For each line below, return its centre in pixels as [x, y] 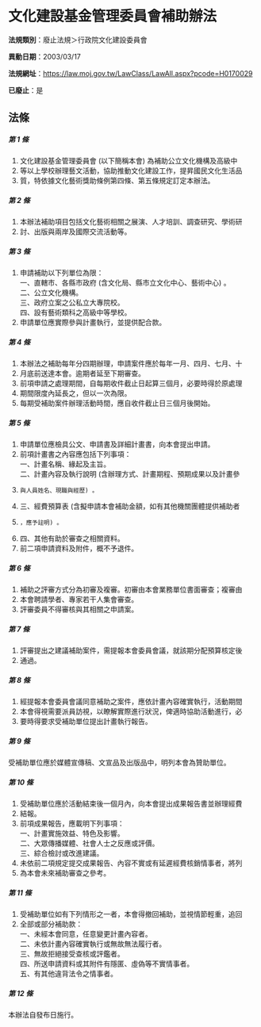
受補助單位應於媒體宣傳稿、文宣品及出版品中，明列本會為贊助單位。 [119, 763]
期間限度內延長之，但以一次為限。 [75, 393]
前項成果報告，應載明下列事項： [72, 824]
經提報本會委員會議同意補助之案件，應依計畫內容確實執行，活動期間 [131, 702]
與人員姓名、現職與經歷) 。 [59, 491]
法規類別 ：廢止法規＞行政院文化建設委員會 [78, 40]
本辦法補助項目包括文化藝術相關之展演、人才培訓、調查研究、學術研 [131, 222]
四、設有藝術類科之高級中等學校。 [75, 312]
